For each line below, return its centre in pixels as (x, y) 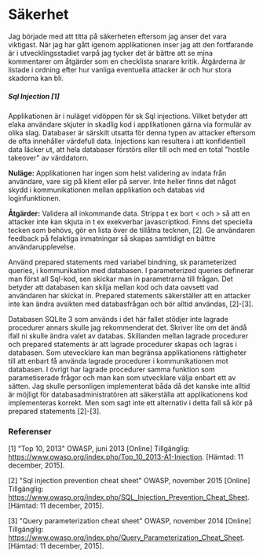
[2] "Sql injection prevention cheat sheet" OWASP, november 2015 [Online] (129, 481)
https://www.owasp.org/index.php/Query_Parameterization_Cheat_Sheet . (126, 538)
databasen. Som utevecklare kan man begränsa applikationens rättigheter (128, 353)
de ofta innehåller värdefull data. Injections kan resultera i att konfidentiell (127, 141)
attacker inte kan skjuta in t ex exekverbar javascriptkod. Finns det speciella (130, 221)
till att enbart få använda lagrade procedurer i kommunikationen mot (119, 360)
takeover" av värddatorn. (48, 157)
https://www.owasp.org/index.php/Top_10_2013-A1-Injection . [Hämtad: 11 (126, 457)
